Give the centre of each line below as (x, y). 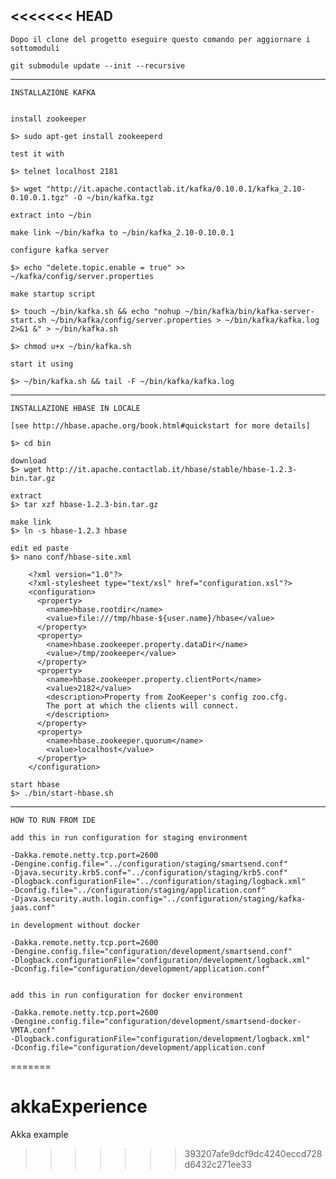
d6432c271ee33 (218, 1164)
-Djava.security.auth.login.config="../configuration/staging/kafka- (158, 899)
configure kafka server (60, 250)
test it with (37, 154)
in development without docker (75, 925)
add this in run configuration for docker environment (127, 995)
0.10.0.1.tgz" (40, 197)
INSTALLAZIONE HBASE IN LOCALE (75, 408)
